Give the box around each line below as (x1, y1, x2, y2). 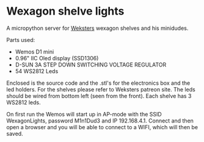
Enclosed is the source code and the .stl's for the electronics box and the (6, 79, 191, 87)
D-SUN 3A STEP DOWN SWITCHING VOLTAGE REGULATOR (15, 61, 167, 68)
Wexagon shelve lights (6, 4, 125, 18)
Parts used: (6, 36, 35, 43)
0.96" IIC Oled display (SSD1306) (15, 54, 99, 62)
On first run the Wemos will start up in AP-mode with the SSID (6, 110, 162, 118)
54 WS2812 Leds (15, 67, 59, 74)
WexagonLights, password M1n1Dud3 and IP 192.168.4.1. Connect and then (6, 117, 194, 124)
